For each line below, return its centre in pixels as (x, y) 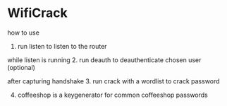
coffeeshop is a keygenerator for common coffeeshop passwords (112, 95)
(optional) (21, 67)
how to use (24, 33)
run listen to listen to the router (62, 46)
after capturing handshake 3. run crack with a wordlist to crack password (114, 81)
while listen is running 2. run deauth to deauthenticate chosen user (104, 60)
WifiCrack (38, 13)
